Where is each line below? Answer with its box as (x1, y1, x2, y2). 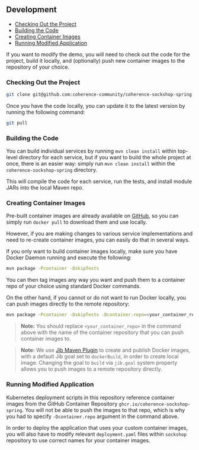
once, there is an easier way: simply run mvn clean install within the (6, 160, 175, 168)
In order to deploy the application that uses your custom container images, (6, 424, 188, 431)
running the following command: (6, 108, 85, 115)
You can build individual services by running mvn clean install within (6, 147, 176, 155)
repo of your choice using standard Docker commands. (6, 282, 141, 290)
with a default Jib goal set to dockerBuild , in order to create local (20, 353, 179, 360)
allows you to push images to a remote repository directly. (20, 365, 162, 372)
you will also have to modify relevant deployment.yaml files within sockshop (6, 430, 187, 438)
